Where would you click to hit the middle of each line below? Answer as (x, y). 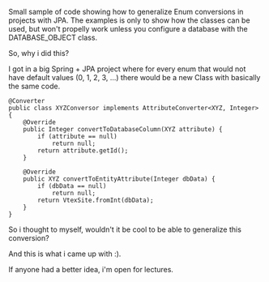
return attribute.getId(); (83, 151)
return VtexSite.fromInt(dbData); (96, 200)
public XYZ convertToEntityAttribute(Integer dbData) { (120, 179)
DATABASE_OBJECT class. (53, 37)
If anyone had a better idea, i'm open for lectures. (91, 269)
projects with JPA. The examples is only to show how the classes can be (129, 20)
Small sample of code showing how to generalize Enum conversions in (126, 12)
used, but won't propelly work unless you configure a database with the (128, 29)
